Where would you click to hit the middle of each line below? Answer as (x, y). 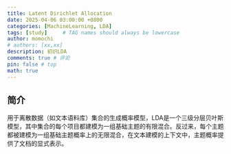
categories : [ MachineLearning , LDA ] (59, 26)
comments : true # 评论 (38, 58)
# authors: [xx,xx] (35, 45)
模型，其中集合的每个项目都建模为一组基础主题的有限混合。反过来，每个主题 (115, 127)
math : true (23, 70)
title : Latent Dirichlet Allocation (59, 13)
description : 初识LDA (37, 52)
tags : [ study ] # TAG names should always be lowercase (93, 33)
